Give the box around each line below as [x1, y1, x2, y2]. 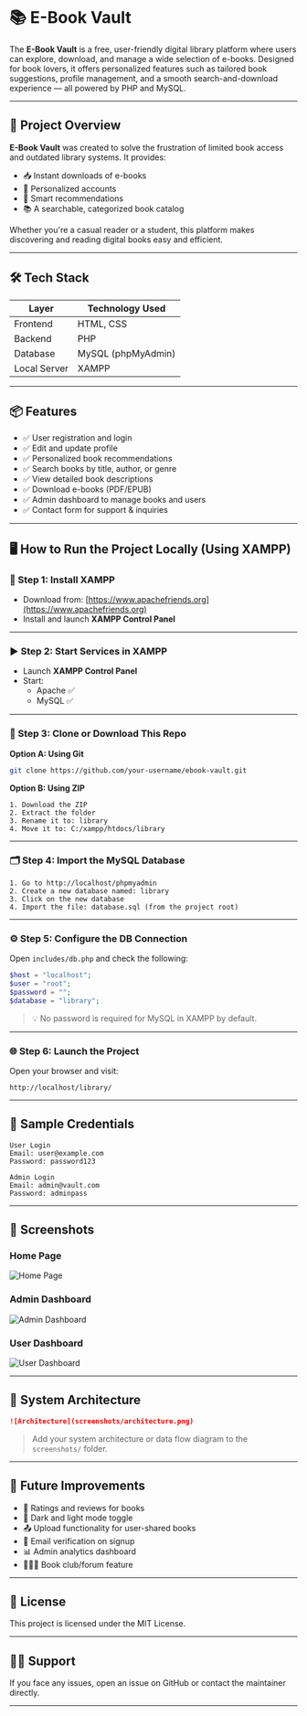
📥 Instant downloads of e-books [22, 170, 147, 181]
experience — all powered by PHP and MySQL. [9, 82, 187, 93]
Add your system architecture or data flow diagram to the [31, 1433, 249, 1444]
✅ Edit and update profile [22, 442, 119, 453]
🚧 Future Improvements [9, 1478, 146, 1494]
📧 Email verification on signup [22, 1535, 135, 1546]
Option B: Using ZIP [9, 783, 85, 794]
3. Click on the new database [9, 894, 125, 903]
